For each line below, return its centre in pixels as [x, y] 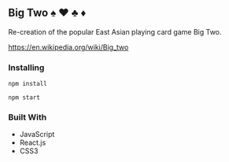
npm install [28, 84]
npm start [24, 98]
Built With [28, 117]
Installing [26, 68]
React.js [33, 143]
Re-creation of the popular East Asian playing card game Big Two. [115, 31]
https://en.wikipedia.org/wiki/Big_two [68, 47]
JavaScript [37, 134]
